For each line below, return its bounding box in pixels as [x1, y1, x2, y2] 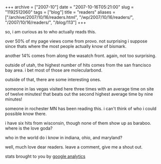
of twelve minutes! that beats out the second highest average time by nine [5, 91, 153, 97]
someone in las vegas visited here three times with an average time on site [5, 86, 154, 91]
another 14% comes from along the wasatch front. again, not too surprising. [5, 53, 157, 59]
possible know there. [5, 111, 47, 117]
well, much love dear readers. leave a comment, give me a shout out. [5, 144, 143, 149]
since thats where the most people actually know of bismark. [5, 44, 127, 49]
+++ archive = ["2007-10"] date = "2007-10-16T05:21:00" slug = [5, 4, 134, 10]
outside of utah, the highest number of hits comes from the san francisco [5, 62, 151, 68]
